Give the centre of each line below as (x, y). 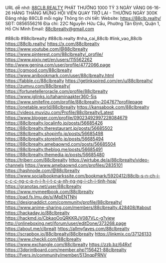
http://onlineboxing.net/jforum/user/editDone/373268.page (66, 223)
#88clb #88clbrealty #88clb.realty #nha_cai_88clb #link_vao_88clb (74, 38)
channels (14, 165)
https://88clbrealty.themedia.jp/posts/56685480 (55, 155)
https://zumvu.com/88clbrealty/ (38, 86)
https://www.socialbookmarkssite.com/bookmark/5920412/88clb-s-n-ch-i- (83, 176)
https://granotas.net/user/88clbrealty (43, 186)
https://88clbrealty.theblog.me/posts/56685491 (54, 149)
